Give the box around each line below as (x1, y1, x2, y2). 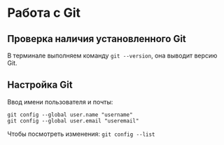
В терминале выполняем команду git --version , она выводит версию (7, 51, 218, 60)
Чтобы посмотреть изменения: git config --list (7, 130, 155, 138)
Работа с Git (7, 5, 81, 21)
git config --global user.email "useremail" (7, 117, 139, 124)
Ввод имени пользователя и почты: (7, 97, 113, 106)
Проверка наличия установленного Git (7, 33, 187, 45)
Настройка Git (7, 79, 73, 91)
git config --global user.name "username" (7, 111, 133, 118)
